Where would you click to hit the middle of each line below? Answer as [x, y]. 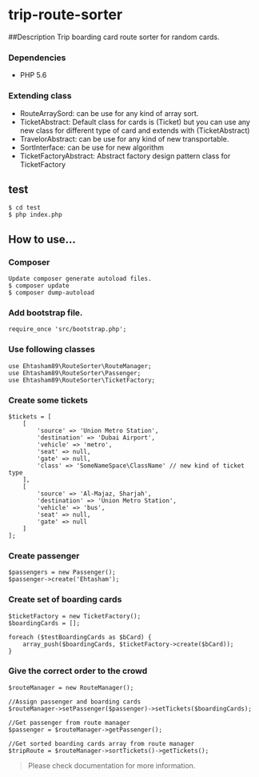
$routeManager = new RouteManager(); [71, 687]
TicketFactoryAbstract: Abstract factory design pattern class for [125, 156]
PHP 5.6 [33, 75]
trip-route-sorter [66, 15]
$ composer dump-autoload [51, 293]
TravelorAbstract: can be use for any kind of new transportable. [124, 138]
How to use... [42, 239]
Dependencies [37, 58]
